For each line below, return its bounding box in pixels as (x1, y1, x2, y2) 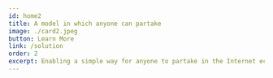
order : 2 (8, 50, 38, 58)
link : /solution (8, 42, 63, 50)
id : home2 (8, 11, 42, 20)
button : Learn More (8, 34, 75, 43)
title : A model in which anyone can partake (8, 19, 162, 28)
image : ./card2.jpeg (8, 27, 79, 35)
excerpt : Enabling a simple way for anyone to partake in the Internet (8, 58, 256, 66)
